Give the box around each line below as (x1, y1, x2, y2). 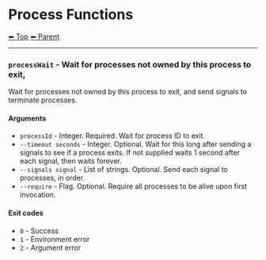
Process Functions (8, 6, 134, 24)
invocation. (19, 190, 56, 200)
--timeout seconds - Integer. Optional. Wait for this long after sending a (19, 140, 252, 149)
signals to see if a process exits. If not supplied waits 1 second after (19, 148, 240, 158)
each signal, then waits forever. (19, 156, 123, 166)
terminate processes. (8, 95, 78, 105)
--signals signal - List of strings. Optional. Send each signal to (19, 165, 228, 174)
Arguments (8, 113, 47, 123)
